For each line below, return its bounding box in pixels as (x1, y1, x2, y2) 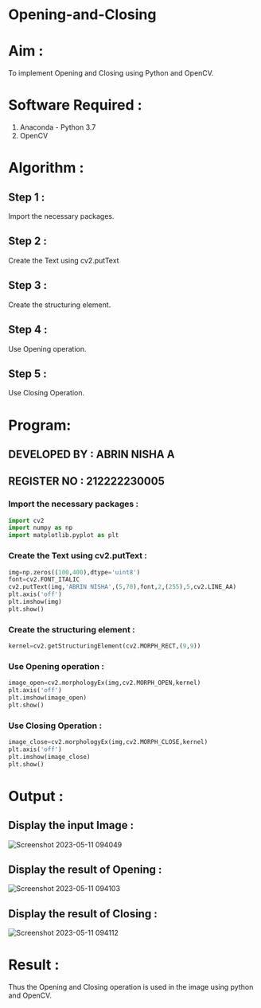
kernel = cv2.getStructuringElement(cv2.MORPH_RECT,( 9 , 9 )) (8, 642, 201, 650)
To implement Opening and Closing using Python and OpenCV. (8, 68, 214, 78)
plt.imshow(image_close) (8, 753, 91, 761)
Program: (8, 416, 72, 434)
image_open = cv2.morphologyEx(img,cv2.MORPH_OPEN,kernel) (8, 679, 201, 687)
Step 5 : (8, 367, 48, 380)
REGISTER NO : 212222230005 (8, 475, 166, 488)
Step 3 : (8, 278, 48, 292)
